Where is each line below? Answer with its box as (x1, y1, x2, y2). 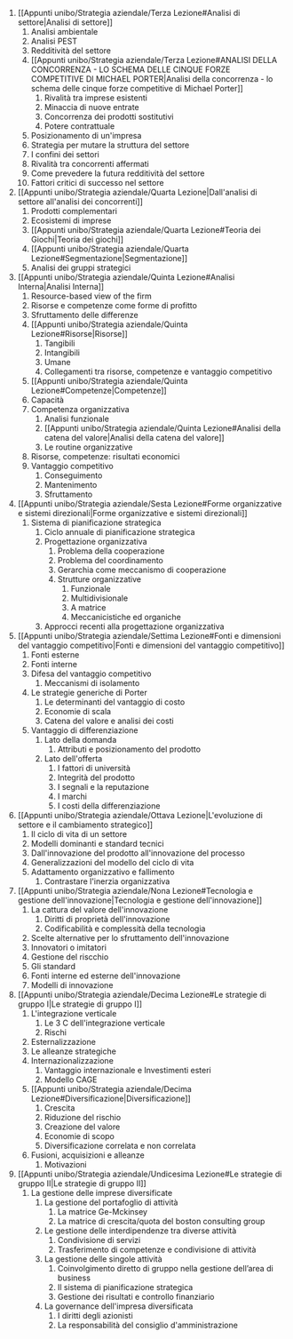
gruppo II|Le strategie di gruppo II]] (17, 1178, 146, 1189)
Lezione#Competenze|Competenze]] (30, 386, 167, 395)
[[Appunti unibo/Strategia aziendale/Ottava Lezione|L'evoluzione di (17, 810, 264, 820)
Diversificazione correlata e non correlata (44, 1141, 196, 1151)
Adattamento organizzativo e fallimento (30, 866, 175, 877)
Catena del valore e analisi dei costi (44, 715, 175, 726)
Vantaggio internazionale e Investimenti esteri (44, 1065, 211, 1075)
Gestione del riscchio (30, 952, 109, 962)
